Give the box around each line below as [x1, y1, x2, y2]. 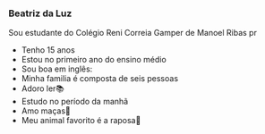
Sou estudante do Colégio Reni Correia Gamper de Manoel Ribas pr [8, 28, 257, 38]
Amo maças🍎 [21, 105, 71, 116]
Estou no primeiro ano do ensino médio [21, 54, 167, 65]
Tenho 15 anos [21, 45, 75, 55]
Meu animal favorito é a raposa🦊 [21, 115, 141, 126]
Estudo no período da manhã [21, 96, 129, 107]
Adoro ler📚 [21, 83, 64, 94]
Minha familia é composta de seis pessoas [21, 73, 179, 84]
